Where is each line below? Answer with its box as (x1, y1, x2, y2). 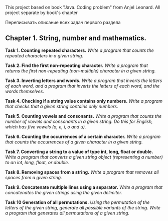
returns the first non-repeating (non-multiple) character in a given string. (5, 67, 156, 73)
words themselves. (5, 88, 44, 94)
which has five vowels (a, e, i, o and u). (5, 123, 86, 130)
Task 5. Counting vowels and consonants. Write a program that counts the (5, 113, 162, 119)
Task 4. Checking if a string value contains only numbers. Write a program (5, 98, 163, 104)
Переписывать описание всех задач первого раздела (5, 20, 121, 25)
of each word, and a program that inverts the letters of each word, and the (5, 83, 160, 89)
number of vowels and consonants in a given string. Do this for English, (5, 118, 153, 124)
